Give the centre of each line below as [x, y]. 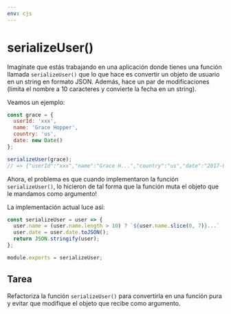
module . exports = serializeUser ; [55, 257]
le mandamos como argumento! [52, 193]
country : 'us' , [35, 134]
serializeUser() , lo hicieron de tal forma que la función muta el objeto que [113, 186]
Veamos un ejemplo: [36, 102]
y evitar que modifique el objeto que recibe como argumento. [94, 303]
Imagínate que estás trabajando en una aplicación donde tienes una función [114, 67]
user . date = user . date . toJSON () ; [61, 233]
